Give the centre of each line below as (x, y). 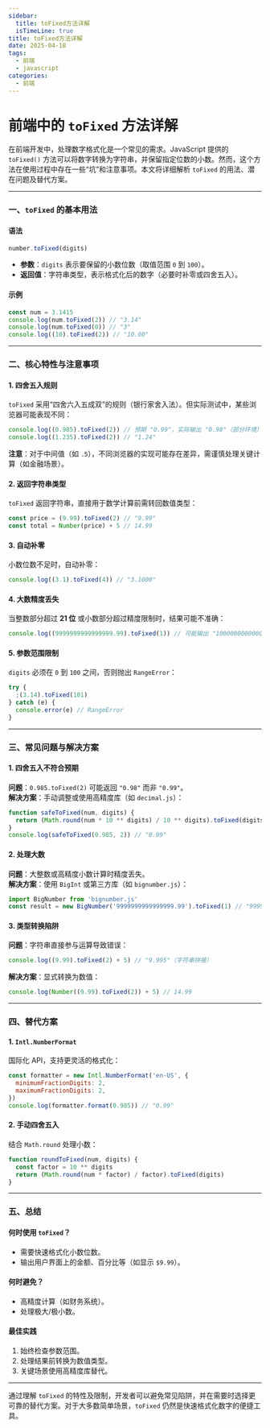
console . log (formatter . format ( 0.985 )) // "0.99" (91, 1105)
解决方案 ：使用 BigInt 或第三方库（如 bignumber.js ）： (98, 884)
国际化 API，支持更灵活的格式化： (64, 1061)
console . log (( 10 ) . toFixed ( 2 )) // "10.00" (79, 335)
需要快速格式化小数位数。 (62, 1252)
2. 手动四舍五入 (34, 1125)
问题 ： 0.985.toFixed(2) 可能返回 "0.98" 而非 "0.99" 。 (98, 787)
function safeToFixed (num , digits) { (72, 813)
